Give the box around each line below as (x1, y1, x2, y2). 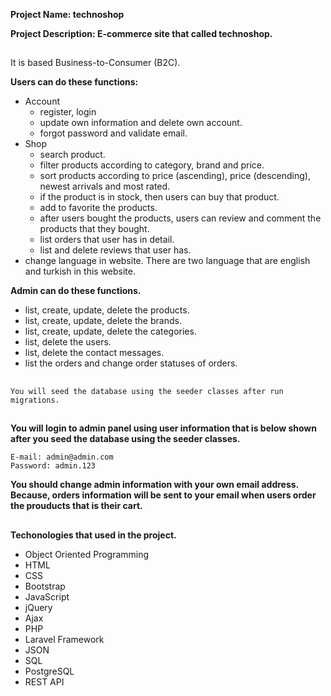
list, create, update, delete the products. (24, 304, 190, 316)
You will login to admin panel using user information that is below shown (10, 422, 317, 434)
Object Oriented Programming (24, 548, 150, 560)
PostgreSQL (24, 665, 75, 677)
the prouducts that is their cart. (10, 500, 143, 512)
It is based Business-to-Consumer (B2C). (10, 57, 181, 69)
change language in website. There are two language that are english (24, 255, 311, 267)
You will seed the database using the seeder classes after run (10, 386, 284, 396)
